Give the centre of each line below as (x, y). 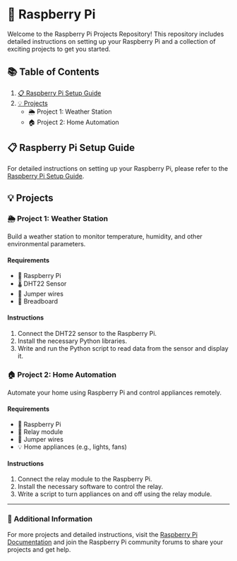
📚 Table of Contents (54, 72)
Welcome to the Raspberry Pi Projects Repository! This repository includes (116, 34)
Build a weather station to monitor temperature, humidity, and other (105, 236)
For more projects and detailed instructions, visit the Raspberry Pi (103, 534)
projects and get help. (39, 549)
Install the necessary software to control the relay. (90, 487)
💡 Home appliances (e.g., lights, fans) (72, 447)
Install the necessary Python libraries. (72, 341)
